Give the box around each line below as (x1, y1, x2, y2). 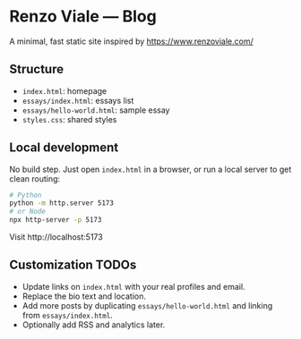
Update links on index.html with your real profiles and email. (21, 281, 245, 292)
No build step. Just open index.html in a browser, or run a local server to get (9, 164, 292, 174)
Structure (9, 62, 64, 77)
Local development (9, 140, 119, 156)
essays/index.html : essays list (21, 95, 134, 106)
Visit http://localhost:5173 (9, 232, 103, 242)
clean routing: (9, 173, 61, 184)
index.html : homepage (21, 85, 107, 96)
